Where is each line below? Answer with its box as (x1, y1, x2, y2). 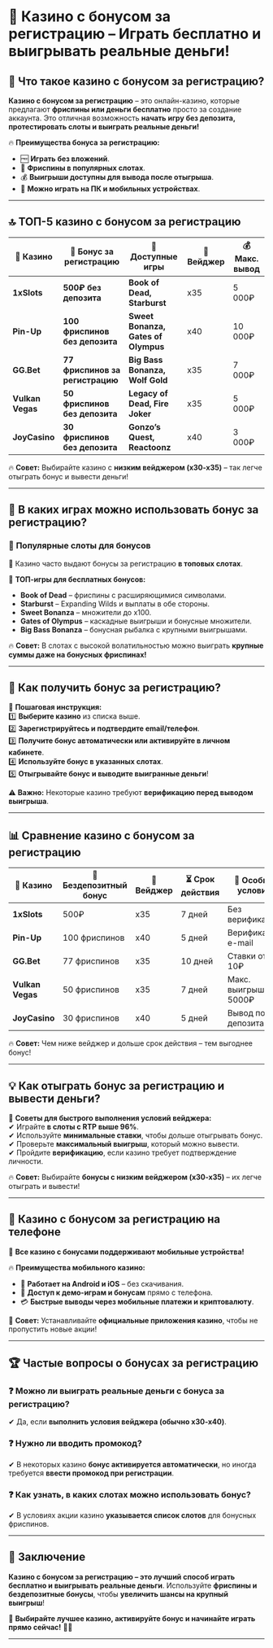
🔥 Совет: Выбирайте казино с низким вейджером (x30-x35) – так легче (8, 462, 262, 472)
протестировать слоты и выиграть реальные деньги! (8, 122, 200, 131)
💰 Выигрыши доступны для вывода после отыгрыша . (19, 173, 214, 181)
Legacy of (128, 387, 168, 399)
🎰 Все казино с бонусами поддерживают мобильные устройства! (8, 1247, 245, 1257)
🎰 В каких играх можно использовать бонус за (8, 503, 259, 517)
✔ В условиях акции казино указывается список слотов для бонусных (8, 1510, 257, 1520)
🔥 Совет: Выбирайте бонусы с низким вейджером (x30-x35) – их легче (8, 1172, 262, 1182)
